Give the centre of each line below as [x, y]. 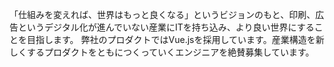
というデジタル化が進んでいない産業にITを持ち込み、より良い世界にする [166, 27]
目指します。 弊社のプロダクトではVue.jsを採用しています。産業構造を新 [175, 39]
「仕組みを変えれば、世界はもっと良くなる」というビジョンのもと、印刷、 [162, 14]
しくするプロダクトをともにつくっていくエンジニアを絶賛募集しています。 [162, 52]
